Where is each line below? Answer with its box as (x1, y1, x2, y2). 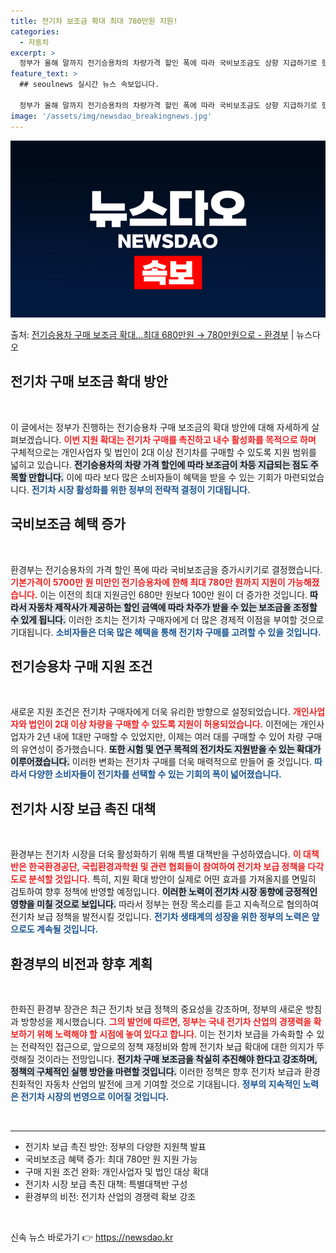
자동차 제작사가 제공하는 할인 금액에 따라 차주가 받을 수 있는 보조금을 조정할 (28, 601, 318, 613)
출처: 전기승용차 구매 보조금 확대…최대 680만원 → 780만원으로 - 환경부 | (10, 329, 295, 340)
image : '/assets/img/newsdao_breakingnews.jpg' (10, 111, 213, 121)
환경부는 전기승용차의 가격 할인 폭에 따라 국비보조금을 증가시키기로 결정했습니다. (10, 563, 323, 575)
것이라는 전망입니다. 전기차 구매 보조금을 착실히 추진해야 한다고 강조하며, (36, 1053, 318, 1065)
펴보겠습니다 (10, 433, 60, 445)
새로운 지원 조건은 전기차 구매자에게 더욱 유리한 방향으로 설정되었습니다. (10, 706, 291, 718)
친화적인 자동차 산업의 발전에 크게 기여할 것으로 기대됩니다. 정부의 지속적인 (10, 1078, 301, 1090)
